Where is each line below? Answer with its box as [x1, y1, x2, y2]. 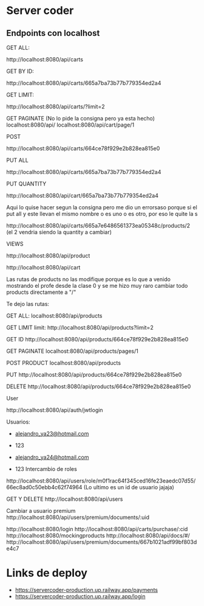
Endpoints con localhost [6, 28, 100, 38]
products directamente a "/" [6, 288, 76, 296]
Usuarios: [6, 418, 30, 425]
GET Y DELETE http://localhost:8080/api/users [6, 495, 123, 503]
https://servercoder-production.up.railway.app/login [15, 593, 146, 600]
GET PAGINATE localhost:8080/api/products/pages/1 [6, 347, 138, 355]
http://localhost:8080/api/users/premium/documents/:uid [6, 514, 150, 521]
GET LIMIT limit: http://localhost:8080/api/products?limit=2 [6, 324, 154, 331]
